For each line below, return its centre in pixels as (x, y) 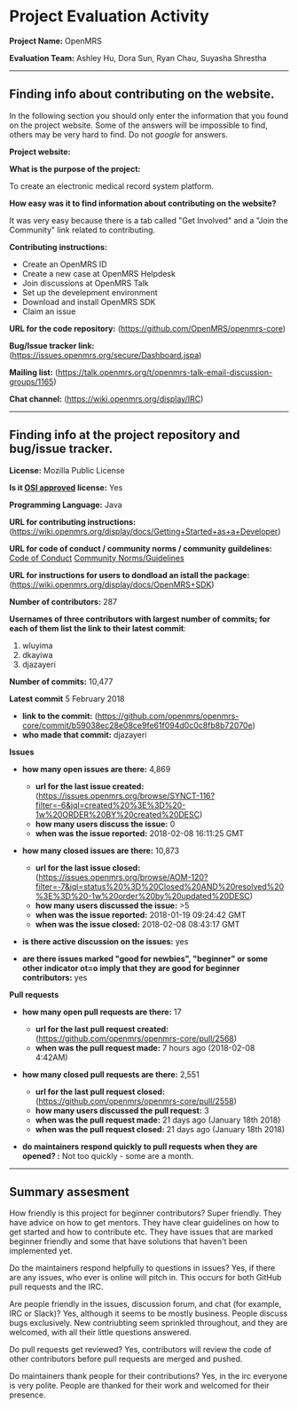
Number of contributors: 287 (63, 601)
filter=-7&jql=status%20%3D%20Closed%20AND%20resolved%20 (160, 886)
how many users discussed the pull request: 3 (122, 1110)
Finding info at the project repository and (125, 435)
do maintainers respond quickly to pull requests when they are (140, 1147)
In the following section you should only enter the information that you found (149, 115)
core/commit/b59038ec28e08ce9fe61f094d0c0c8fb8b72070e (137, 725)
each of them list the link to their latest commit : (98, 628)
